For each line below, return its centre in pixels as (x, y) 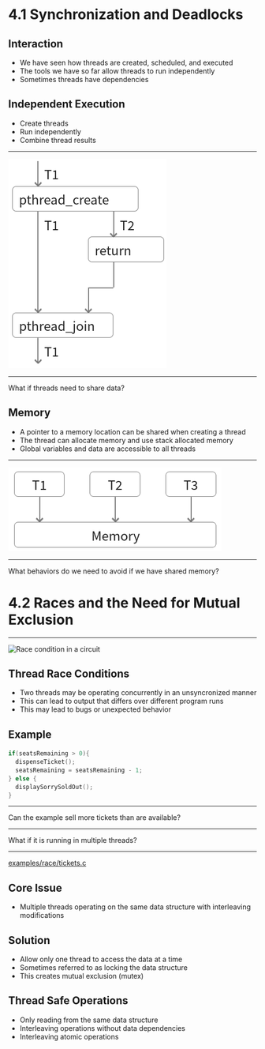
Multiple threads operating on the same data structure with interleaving (135, 907)
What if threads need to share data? (66, 388)
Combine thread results (58, 140)
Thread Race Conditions (69, 673)
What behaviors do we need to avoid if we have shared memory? (114, 571)
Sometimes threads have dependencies (84, 79)
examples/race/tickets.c (47, 863)
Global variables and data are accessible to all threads (107, 449)
